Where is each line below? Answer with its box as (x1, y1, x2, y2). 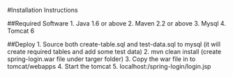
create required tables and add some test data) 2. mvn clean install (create (7, 48, 222, 55)
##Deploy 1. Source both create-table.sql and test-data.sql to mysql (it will (7, 40, 221, 48)
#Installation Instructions (7, 6, 78, 14)
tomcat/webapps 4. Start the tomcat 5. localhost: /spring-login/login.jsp (7, 62, 211, 70)
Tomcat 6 (7, 27, 35, 35)
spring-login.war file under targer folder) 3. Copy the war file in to (7, 55, 196, 63)
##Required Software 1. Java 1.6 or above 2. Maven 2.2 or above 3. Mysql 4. (7, 19, 227, 27)
